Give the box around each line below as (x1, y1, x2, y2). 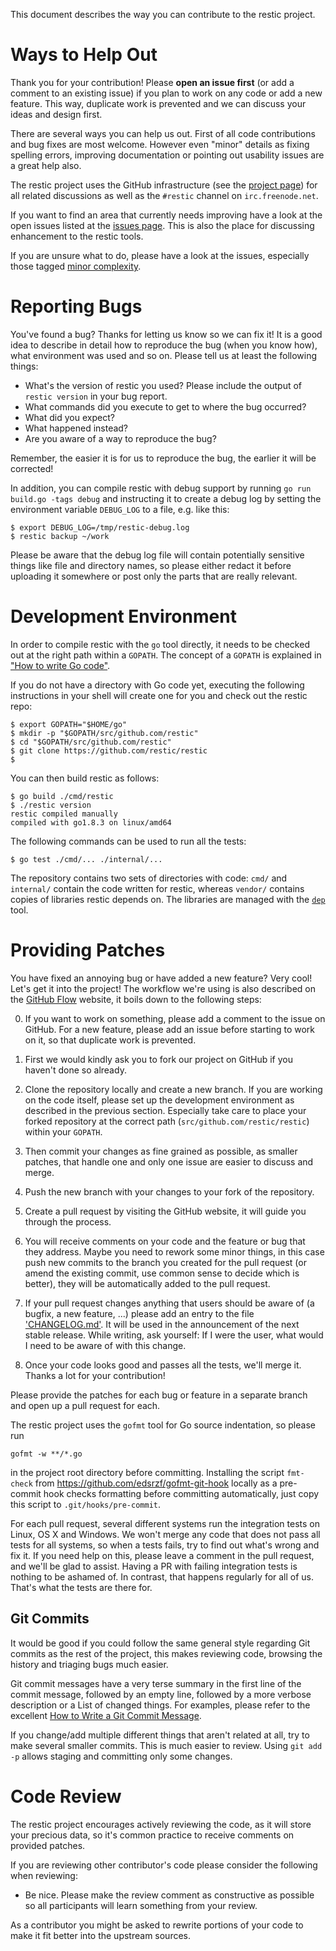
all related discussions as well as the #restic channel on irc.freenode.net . (10, 189, 319, 201)
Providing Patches (10, 939, 166, 961)
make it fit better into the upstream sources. (10, 1929, 192, 1941)
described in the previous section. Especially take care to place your (24, 1104, 307, 1116)
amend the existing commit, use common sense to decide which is (24, 1267, 300, 1279)
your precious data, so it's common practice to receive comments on (10, 1829, 295, 1841)
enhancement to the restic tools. (10, 230, 144, 242)
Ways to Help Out (10, 44, 158, 66)
